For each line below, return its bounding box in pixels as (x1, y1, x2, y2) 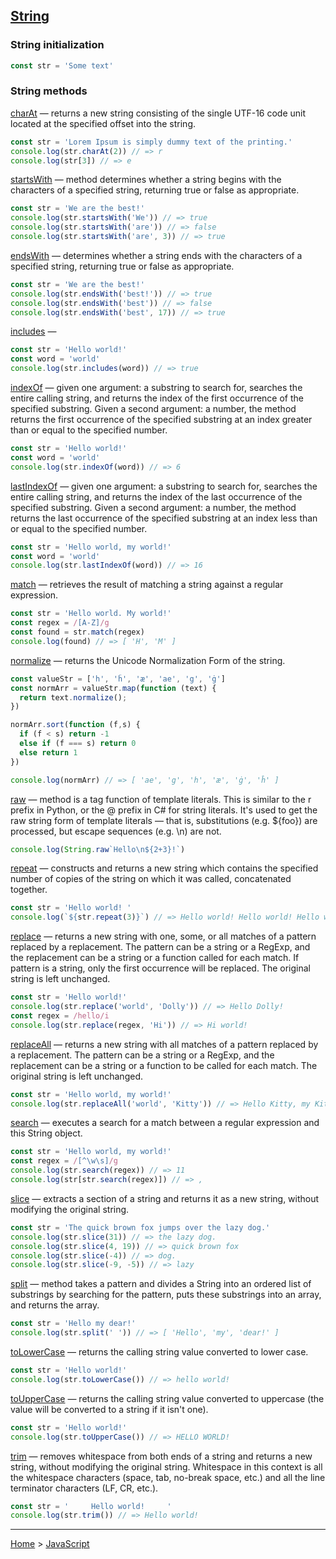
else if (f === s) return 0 (19, 739, 137, 749)
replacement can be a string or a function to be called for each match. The (10, 1059, 318, 1071)
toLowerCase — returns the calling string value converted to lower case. (10, 1346, 309, 1358)
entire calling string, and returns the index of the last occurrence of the (10, 490, 303, 503)
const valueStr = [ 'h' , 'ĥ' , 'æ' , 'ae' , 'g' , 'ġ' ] (10, 674, 226, 684)
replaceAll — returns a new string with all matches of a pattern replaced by (10, 1038, 319, 1050)
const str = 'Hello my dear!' (10, 1319, 137, 1329)
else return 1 (19, 747, 78, 758)
